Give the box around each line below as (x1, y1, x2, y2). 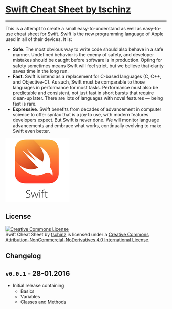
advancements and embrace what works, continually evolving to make (12, 122, 162, 129)
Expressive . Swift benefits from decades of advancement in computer (12, 106, 162, 112)
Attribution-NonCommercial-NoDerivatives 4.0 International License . (5, 237, 150, 243)
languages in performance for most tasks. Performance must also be (12, 84, 158, 90)
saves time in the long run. (12, 68, 69, 74)
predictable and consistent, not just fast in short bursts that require (12, 90, 154, 96)
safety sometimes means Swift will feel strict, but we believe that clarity (12, 63, 164, 69)
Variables (20, 293, 40, 299)
